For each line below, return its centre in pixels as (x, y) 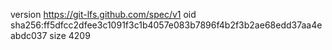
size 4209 (70, 35)
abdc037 (29, 35)
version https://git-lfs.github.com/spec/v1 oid (103, 14)
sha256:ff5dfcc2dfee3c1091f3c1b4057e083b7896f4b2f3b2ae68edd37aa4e (166, 25)
